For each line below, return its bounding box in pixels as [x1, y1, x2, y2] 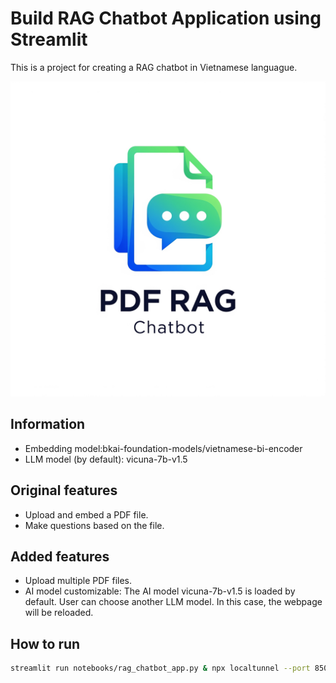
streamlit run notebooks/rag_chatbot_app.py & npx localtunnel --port [10, 663, 311, 674]
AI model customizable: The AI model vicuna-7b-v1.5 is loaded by [24, 585, 296, 597]
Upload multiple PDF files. [24, 575, 133, 587]
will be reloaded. [24, 607, 94, 619]
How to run [10, 635, 81, 652]
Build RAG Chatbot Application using [10, 7, 322, 30]
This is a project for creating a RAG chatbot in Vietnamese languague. [10, 61, 298, 73]
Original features [10, 482, 118, 499]
